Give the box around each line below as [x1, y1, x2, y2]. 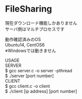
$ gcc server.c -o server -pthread [5, 67, 73, 73]
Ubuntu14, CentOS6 [5, 42, 45, 48]
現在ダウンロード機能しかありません [5, 20, 78, 26]
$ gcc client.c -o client [5, 83, 50, 89]
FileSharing [5, 3, 52, 15]
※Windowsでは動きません [5, 48, 56, 53]
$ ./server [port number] [5, 73, 54, 79]
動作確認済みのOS [5, 36, 41, 42]
